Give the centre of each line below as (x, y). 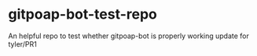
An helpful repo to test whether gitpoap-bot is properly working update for (129, 36)
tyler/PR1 (22, 44)
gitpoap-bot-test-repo (83, 14)
